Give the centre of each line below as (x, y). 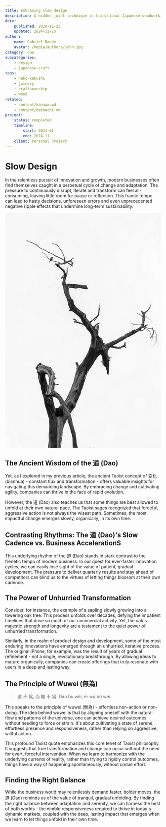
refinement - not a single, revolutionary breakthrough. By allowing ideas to (81, 656)
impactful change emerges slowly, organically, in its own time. (68, 519)
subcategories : (21, 58)
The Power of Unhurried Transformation (68, 598)
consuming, (17, 196)
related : (14, 99)
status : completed (33, 120)
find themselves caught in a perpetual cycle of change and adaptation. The (82, 185)
